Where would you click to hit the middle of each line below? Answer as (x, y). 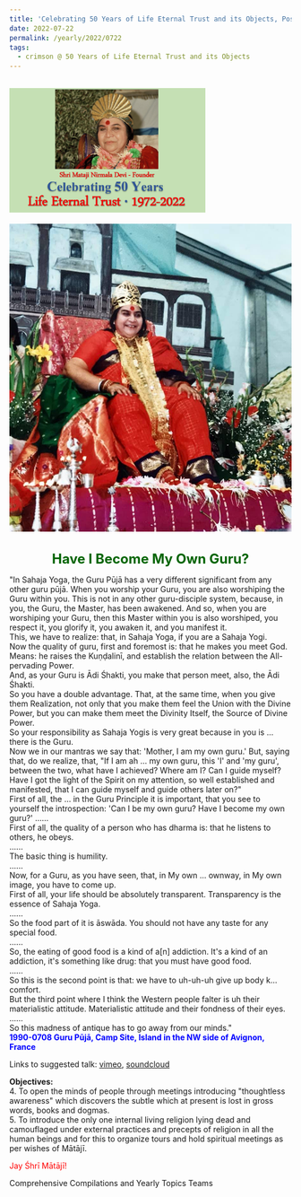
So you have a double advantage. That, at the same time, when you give (142, 694)
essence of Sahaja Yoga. (55, 904)
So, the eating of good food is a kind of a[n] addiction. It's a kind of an (139, 951)
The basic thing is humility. (59, 856)
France (22, 1046)
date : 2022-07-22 (42, 28)
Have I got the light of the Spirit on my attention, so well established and (142, 780)
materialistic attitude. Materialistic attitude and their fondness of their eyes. (147, 1009)
